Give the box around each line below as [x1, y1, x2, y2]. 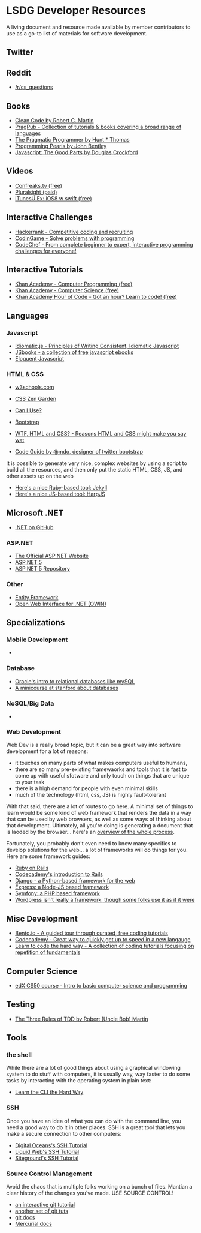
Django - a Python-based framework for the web [14, 877, 136, 884]
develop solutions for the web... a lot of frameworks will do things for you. [6, 847, 188, 854]
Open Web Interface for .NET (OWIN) [14, 600, 106, 607]
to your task [14, 778, 45, 786]
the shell [6, 1051, 32, 1059]
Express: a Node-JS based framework [14, 883, 109, 891]
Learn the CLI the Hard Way [14, 1088, 84, 1096]
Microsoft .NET [6, 508, 64, 518]
